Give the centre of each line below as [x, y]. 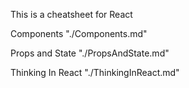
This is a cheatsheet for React [71, 14]
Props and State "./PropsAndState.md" [90, 53]
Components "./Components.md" [79, 33]
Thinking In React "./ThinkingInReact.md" [95, 72]
